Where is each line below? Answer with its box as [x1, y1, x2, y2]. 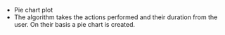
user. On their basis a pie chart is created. [13, 21, 136, 28]
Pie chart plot [13, 6, 53, 14]
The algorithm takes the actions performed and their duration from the [13, 13, 218, 21]
